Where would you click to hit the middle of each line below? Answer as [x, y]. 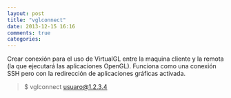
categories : [24, 39]
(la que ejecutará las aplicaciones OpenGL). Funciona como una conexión [112, 66]
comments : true [29, 33]
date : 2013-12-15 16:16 [41, 26]
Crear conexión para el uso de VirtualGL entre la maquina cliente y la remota [115, 59]
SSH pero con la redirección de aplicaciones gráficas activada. [97, 74]
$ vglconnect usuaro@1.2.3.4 [66, 87]
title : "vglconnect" [37, 20]
